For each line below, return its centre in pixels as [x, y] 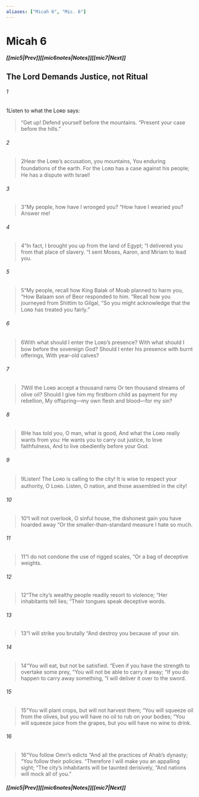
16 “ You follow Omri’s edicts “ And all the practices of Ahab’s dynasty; [104, 755]
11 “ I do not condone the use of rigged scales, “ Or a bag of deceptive [105, 557]
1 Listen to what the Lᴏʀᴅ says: [43, 110]
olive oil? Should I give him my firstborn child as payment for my [99, 395]
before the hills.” [41, 129]
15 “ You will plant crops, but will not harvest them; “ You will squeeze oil [107, 710]
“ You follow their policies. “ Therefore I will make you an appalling [100, 761]
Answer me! [35, 213]
